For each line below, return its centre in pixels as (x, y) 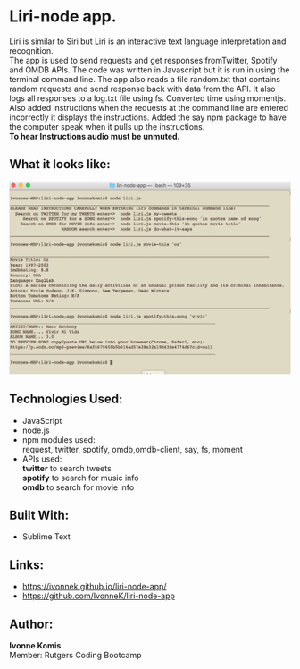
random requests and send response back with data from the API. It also (142, 89)
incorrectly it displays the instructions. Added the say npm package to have (148, 117)
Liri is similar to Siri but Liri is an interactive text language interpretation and (148, 41)
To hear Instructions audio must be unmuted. (95, 136)
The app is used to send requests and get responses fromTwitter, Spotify (143, 60)
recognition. (31, 50)
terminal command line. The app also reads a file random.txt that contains (145, 79)
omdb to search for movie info (78, 487)
